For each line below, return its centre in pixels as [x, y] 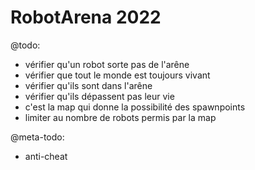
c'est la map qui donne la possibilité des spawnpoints [135, 107]
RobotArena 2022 [86, 17]
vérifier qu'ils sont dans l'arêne [88, 85]
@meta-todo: [37, 137]
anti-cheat [46, 156]
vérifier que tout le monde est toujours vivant [117, 75]
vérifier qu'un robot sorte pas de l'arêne [107, 64]
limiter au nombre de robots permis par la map [120, 117]
